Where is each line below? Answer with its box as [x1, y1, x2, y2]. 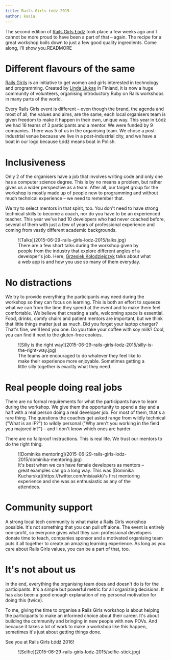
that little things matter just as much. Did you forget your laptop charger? [5, 321, 158, 327]
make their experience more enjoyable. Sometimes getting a [18, 358, 144, 364]
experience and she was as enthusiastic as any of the [18, 478, 131, 485]
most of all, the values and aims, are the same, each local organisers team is [5, 111, 166, 117]
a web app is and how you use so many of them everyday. [18, 259, 140, 265]
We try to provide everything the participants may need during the [5, 294, 144, 300]
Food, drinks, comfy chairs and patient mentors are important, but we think [5, 315, 163, 322]
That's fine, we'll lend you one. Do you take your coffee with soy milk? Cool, [5, 326, 165, 333]
